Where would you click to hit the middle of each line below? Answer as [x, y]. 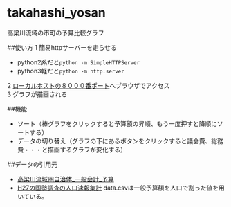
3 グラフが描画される [37, 94]
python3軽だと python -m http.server [71, 71]
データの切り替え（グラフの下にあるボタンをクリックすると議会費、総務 [120, 141]
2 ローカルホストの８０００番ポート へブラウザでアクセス [89, 85]
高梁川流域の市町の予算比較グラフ [56, 33]
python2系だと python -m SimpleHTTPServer [78, 62]
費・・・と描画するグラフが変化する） [72, 150]
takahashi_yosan [56, 13]
